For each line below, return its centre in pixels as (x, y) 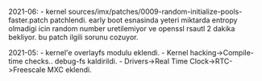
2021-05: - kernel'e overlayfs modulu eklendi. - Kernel (98, 53)
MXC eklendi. (69, 70)
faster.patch (28, 20)
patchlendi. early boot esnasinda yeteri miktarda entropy (143, 20)
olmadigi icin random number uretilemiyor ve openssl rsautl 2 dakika (122, 28)
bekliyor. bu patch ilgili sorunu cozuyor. (73, 37)
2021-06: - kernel (37, 12)
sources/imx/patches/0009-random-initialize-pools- (155, 12)
